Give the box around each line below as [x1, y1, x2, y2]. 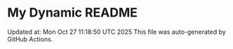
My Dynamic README [7, 5, 138, 21]
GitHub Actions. [7, 35, 53, 43]
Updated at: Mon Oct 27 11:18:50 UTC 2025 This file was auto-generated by [7, 28, 226, 36]
